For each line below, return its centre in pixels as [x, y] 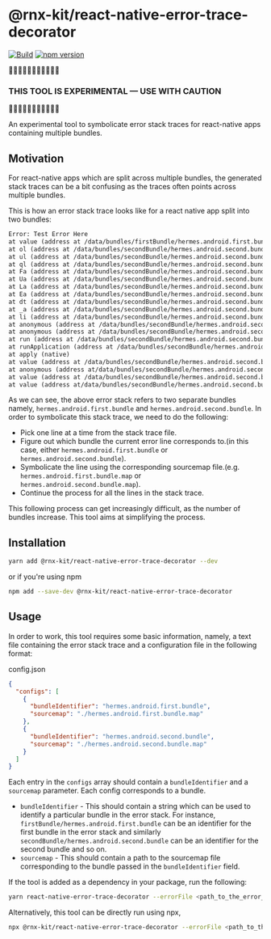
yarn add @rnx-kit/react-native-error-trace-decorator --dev [113, 561]
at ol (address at [39, 249]
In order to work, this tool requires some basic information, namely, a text [130, 636]
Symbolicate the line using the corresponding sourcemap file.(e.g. [130, 467]
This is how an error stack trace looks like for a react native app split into [129, 211]
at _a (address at [39, 309]
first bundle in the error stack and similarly [90, 832]
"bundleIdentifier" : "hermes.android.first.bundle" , [120, 706]
